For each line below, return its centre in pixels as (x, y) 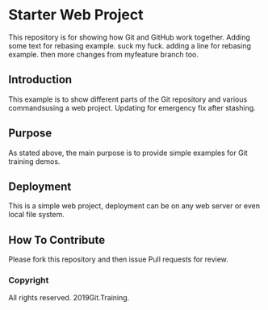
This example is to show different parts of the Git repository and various (128, 99)
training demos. (34, 161)
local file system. (36, 215)
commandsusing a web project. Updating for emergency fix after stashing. (132, 107)
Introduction (40, 80)
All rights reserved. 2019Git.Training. (69, 298)
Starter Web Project (76, 15)
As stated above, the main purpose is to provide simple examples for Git (128, 153)
